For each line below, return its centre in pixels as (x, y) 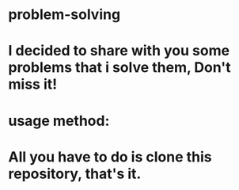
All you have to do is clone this (110, 157)
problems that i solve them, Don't (119, 68)
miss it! (33, 84)
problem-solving (64, 15)
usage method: (59, 121)
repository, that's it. (75, 174)
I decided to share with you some (119, 51)
